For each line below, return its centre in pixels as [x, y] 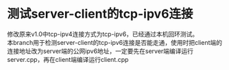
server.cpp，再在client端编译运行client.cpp [68, 59]
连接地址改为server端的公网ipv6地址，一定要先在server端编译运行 [100, 51]
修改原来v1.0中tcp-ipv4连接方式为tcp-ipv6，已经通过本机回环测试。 [103, 34]
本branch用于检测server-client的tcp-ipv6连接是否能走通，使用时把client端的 [115, 42]
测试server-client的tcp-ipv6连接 [100, 14]
